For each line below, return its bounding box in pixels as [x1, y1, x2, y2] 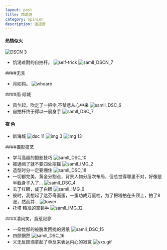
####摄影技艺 [5, 144, 34, 150]
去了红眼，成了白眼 [12, 186, 53, 192]
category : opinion [5, 17, 44, 22]
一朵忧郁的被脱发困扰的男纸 [12, 226, 70, 232]
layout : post [5, 7, 33, 13]
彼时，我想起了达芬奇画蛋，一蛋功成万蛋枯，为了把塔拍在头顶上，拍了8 [12, 192, 160, 198]
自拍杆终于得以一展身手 [12, 109, 61, 115]
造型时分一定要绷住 [12, 167, 53, 173]
